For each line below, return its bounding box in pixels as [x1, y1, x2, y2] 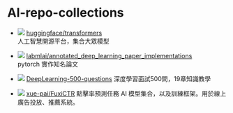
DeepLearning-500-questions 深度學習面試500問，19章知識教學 [26, 74, 211, 82]
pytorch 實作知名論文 [17, 60, 79, 68]
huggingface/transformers [26, 28, 103, 37]
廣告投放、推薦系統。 [17, 98, 79, 106]
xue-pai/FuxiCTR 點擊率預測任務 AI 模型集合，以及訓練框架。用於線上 [26, 89, 227, 98]
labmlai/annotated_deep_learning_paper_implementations [26, 51, 193, 60]
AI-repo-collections [7, 5, 124, 21]
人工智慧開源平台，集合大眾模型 [17, 37, 110, 45]
